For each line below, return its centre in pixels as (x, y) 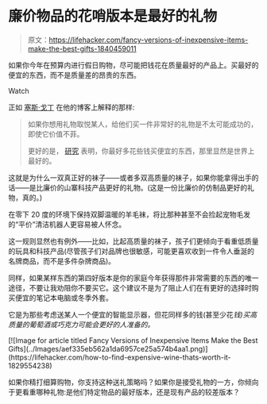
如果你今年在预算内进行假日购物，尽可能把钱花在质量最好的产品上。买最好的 (133, 65)
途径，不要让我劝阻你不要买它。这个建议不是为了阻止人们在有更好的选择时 (130, 287)
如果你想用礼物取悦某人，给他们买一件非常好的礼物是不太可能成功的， (143, 124)
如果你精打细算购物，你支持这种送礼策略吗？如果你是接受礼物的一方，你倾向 (133, 382)
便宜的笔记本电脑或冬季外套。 (64, 298)
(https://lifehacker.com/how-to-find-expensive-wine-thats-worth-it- (120, 357)
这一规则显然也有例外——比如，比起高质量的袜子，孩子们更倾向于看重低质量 (133, 241)
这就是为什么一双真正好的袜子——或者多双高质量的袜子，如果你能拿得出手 (130, 177)
